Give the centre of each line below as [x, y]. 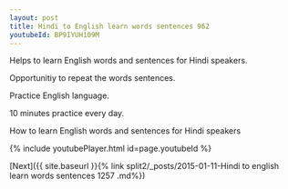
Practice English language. [59, 95]
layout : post [34, 18]
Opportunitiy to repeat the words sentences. [93, 78]
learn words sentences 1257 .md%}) [77, 176]
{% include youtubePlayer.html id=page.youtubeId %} [111, 149]
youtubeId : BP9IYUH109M [55, 35]
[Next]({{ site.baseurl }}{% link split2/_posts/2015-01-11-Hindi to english [144, 166]
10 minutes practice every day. [67, 114]
